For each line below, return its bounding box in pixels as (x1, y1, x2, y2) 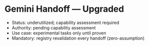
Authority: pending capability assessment (11, 24, 96, 30)
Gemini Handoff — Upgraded (4, 3, 124, 15)
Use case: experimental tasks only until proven (11, 30, 106, 36)
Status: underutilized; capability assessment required (11, 20, 120, 25)
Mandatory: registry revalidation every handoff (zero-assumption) (11, 35, 145, 41)
